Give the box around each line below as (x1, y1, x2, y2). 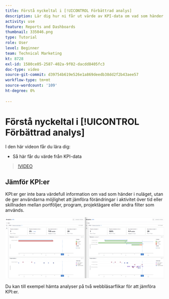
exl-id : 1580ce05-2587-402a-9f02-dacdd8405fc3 (5, 61, 105, 67)
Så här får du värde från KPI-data (12, 153, 82, 159)
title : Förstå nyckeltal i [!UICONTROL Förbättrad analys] (5, 8, 132, 13)
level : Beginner (5, 46, 39, 51)
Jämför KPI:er (5, 178, 50, 186)
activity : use (5, 19, 35, 24)
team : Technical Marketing (5, 51, 62, 56)
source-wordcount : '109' (5, 83, 58, 88)
